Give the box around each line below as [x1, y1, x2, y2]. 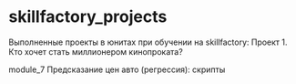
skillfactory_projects [8, 6, 168, 27]
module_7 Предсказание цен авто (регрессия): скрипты [8, 64, 226, 75]
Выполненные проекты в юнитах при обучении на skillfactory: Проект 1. [8, 37, 288, 47]
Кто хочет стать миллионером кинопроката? [8, 46, 183, 57]
